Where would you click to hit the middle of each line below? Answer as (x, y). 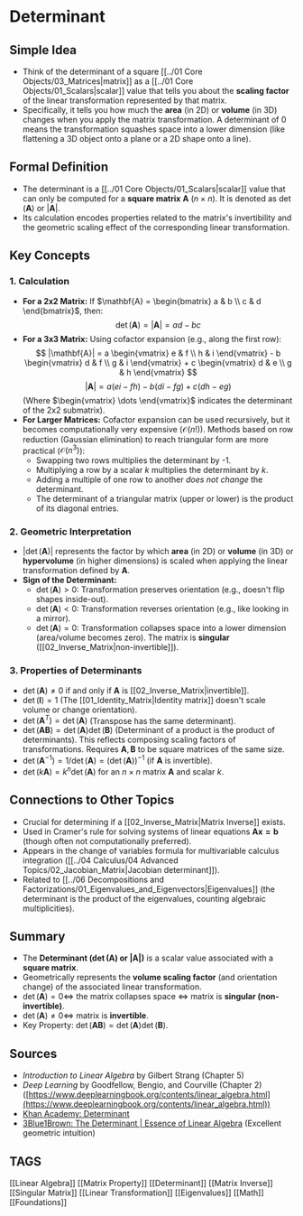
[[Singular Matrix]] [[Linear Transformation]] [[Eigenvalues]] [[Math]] (137, 1193)
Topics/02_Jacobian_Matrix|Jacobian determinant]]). (121, 869)
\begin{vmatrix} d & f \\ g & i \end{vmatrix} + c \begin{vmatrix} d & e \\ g (158, 362)
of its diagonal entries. (77, 508)
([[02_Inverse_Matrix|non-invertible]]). (107, 647)
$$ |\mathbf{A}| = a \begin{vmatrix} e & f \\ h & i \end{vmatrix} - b (158, 353)
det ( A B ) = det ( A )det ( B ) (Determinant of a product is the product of (148, 730)
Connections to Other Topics (92, 800)
